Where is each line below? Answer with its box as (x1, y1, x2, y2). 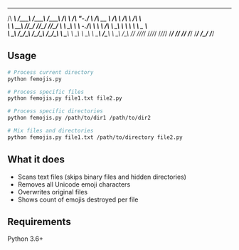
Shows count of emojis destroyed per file (17, 195, 139, 204)
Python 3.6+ (7, 234, 44, 243)
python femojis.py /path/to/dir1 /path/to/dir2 (7, 115, 152, 122)
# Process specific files (7, 88, 84, 95)
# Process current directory (7, 68, 94, 75)
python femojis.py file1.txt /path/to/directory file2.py (7, 133, 183, 141)
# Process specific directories (7, 108, 103, 115)
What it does (7, 154, 65, 166)
